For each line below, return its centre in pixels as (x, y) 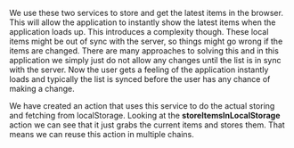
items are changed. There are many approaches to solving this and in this (144, 51)
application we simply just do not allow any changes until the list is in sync (145, 60)
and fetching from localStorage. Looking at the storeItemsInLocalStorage (145, 115)
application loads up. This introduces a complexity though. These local (139, 32)
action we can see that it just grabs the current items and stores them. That (147, 125)
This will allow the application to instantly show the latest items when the (143, 22)
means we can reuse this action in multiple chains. (102, 134)
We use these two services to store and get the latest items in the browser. (146, 13)
